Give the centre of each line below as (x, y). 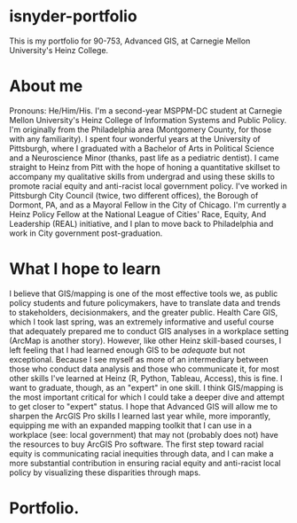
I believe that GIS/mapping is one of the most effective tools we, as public (144, 293)
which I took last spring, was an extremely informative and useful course (142, 322)
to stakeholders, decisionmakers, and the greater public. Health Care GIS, (144, 312)
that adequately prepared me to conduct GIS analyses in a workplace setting (149, 331)
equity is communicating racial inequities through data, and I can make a (141, 453)
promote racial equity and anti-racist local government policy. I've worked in (148, 186)
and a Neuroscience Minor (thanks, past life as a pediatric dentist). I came (144, 158)
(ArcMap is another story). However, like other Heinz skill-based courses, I (145, 340)
